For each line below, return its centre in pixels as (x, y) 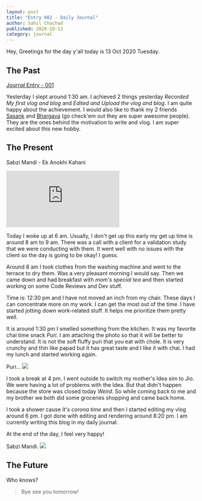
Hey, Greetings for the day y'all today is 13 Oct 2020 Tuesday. (83, 51)
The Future (27, 465)
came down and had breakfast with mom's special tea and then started (95, 279)
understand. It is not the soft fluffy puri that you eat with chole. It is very (95, 341)
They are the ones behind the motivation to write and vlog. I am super (93, 122)
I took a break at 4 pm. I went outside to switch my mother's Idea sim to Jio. (100, 378)
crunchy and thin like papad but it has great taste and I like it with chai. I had (101, 348)
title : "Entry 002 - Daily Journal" (52, 18)
